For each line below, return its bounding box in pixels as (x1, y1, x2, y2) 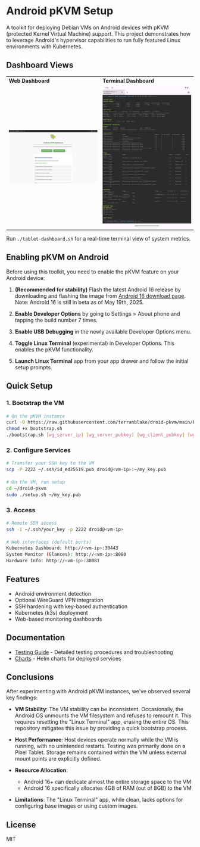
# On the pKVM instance (6, 413, 65, 419)
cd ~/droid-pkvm (6, 485, 46, 491)
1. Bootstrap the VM (6, 399, 64, 407)
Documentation (6, 633, 65, 643)
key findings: (6, 694, 38, 701)
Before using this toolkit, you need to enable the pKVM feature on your (6, 268, 179, 275)
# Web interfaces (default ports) (6, 539, 92, 545)
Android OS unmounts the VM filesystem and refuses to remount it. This (14, 712, 192, 719)
